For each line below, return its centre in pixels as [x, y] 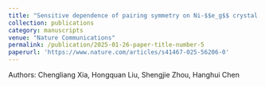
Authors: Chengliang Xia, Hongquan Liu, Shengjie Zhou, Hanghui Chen [124, 75]
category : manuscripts [46, 30]
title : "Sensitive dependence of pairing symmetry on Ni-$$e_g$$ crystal [133, 15]
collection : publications [51, 23]
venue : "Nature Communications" [62, 38]
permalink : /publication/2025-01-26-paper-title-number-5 [106, 45]
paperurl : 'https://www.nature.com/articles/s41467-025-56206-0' [119, 52]
